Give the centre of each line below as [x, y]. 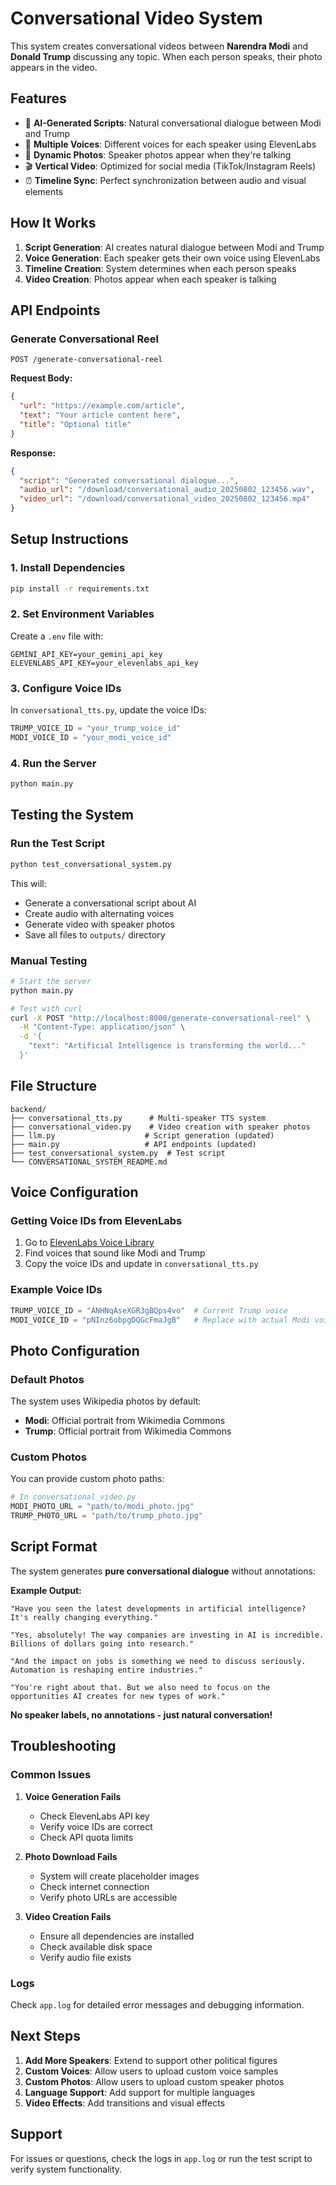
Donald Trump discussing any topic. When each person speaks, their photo [166, 56]
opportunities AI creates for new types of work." [118, 1696]
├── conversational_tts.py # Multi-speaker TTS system [138, 1118]
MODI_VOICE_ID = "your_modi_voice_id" [91, 738]
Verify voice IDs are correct [96, 1826]
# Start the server [51, 981]
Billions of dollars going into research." [102, 1643]
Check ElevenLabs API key [94, 1816]
